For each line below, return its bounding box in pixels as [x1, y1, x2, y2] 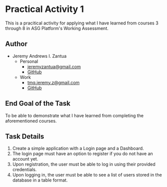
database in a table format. [12, 177, 68, 183]
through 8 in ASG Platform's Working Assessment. [5, 25, 109, 31]
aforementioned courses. [5, 118, 57, 124]
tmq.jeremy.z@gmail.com [27, 79, 80, 85]
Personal [19, 58, 38, 64]
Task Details [5, 132, 44, 141]
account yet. [12, 156, 38, 162]
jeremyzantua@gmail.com [27, 63, 81, 69]
